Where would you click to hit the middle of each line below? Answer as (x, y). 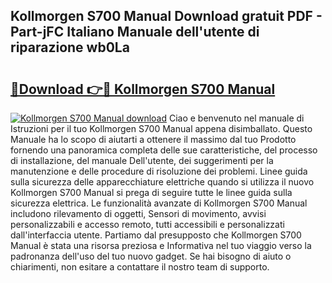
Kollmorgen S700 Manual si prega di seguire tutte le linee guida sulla (151, 192)
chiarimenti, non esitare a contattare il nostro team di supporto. (140, 267)
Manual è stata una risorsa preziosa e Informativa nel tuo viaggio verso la (161, 245)
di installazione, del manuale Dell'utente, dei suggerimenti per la (142, 160)
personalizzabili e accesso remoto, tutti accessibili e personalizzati (147, 224)
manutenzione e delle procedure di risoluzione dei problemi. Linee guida (159, 171)
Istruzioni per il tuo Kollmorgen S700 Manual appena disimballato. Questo (161, 128)
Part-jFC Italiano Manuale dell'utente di (135, 32)
